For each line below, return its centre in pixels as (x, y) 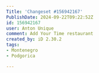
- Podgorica (21, 56)
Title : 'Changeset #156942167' (44, 12)
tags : (13, 45)
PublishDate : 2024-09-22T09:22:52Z (50, 17)
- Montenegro (22, 50)
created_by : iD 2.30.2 (34, 39)
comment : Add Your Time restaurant (50, 34)
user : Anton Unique (30, 28)
